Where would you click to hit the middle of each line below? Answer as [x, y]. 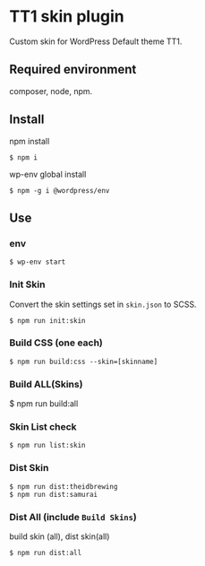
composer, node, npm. [51, 91]
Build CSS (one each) [56, 343]
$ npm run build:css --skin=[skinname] [84, 361]
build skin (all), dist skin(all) [60, 536]
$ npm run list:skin [48, 446]
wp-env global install [48, 174]
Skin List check [43, 427]
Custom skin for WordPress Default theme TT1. [96, 41]
